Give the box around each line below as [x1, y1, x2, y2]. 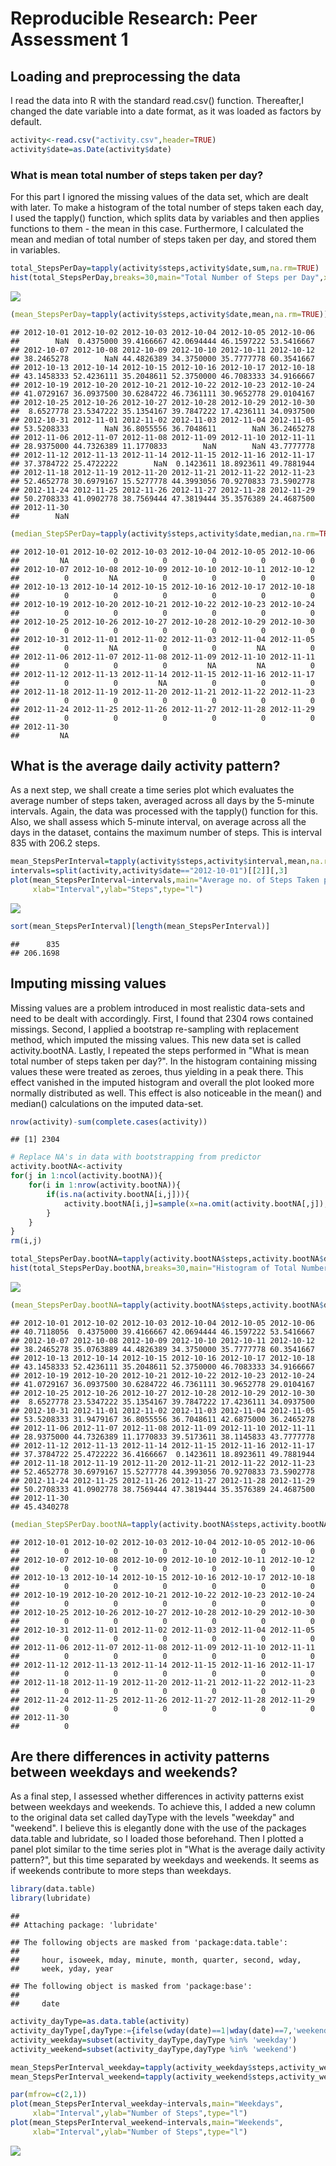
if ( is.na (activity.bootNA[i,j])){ [46, 1189, 190, 1199]
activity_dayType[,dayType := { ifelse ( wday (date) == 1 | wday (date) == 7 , [10, 2026, 293, 2036]
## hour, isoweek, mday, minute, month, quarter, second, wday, [10, 1955, 302, 1966]
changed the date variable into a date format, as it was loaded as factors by [10, 105, 322, 117]
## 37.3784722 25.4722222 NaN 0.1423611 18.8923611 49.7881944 [10, 458, 315, 469]
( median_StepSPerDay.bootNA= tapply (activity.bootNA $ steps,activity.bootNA [10, 1519, 329, 1529]
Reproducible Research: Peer [10, 7, 258, 30]
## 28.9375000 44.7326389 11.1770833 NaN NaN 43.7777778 [10, 441, 315, 451]
